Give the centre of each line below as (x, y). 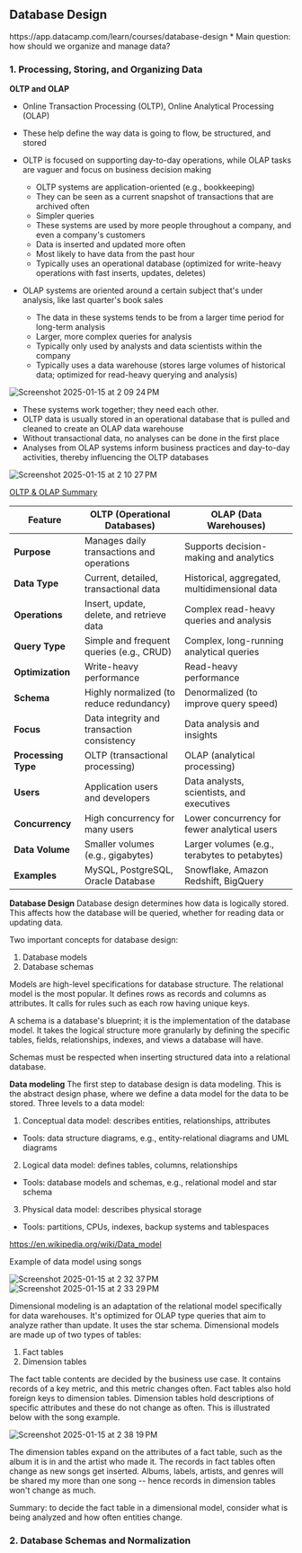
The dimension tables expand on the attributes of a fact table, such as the (146, 1452)
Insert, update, (115, 604)
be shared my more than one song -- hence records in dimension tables (142, 1481)
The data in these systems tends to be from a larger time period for (160, 317)
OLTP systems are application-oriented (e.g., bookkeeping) (145, 187)
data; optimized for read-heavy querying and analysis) (137, 375)
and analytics (246, 558)
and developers (117, 798)
